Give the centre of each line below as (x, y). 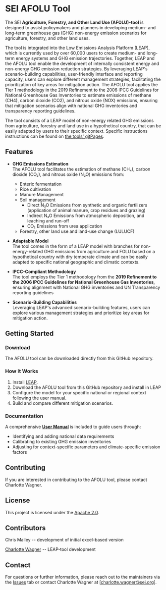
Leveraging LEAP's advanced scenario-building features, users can (81, 307)
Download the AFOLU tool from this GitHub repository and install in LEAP (87, 387)
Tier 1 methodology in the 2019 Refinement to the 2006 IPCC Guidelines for (82, 90)
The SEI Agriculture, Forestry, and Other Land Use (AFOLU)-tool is (74, 22)
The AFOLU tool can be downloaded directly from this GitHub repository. (79, 358)
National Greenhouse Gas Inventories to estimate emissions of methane (78, 95)
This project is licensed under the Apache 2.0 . (52, 512)
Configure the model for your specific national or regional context (79, 392)
